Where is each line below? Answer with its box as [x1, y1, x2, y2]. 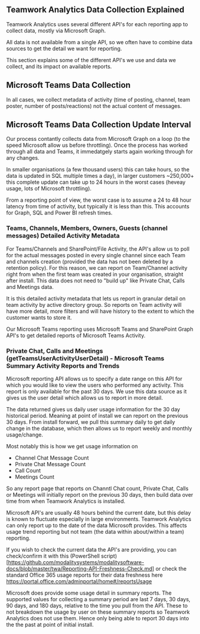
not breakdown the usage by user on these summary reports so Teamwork [6, 608, 190, 615]
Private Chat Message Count [14, 461, 86, 468]
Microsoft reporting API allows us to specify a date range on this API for [6, 376, 183, 383]
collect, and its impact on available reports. [6, 63, 112, 70]
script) [101, 552, 118, 560]
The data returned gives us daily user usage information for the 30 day [6, 406, 180, 413]
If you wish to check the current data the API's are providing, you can [6, 546, 177, 553]
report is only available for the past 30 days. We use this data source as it [6, 388, 187, 395]
